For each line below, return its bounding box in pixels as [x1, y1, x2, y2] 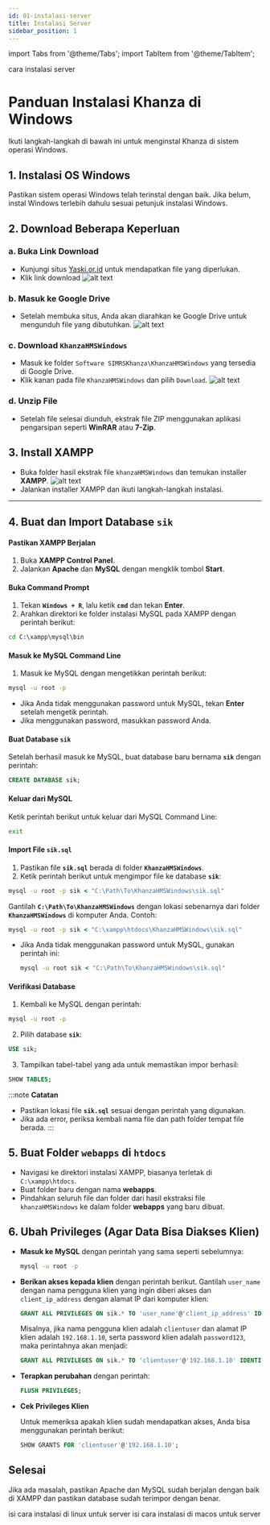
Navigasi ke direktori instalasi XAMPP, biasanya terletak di [19, 1167, 213, 1177]
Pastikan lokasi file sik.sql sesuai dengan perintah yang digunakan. [19, 1106, 246, 1116]
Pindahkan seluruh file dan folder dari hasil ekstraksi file [19, 1193, 206, 1203]
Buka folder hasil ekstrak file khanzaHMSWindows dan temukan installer [19, 467, 247, 476]
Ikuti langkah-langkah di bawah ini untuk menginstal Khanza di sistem [8, 136, 239, 146]
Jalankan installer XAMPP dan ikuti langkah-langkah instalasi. [19, 484, 224, 494]
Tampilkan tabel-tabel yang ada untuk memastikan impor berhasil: [19, 1060, 239, 1070]
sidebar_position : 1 [8, 27, 78, 35]
